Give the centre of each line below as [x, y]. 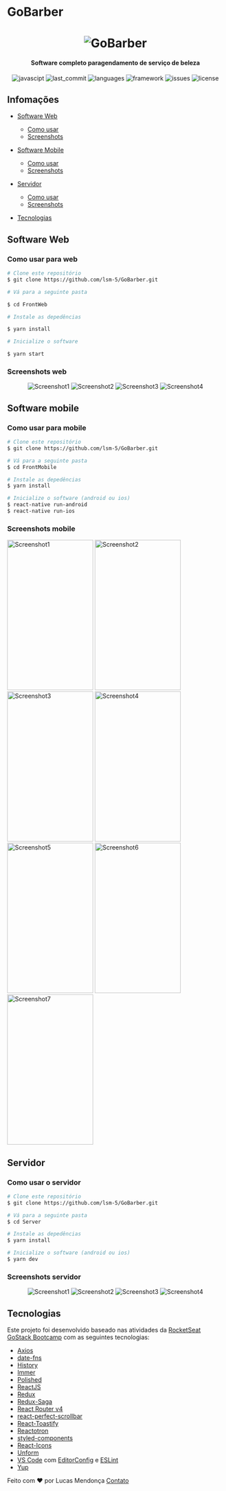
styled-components [45, 1438]
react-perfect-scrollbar [50, 1416]
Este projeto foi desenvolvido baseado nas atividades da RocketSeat [104, 1330]
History [27, 1365]
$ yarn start [26, 354]
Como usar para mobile [47, 428]
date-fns [30, 1358]
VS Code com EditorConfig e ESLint [68, 1460]
